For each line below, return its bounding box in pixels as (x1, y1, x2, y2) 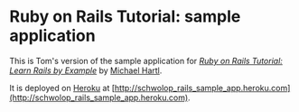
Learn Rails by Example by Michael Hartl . (9, 65, 163, 76)
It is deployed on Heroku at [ (9, 82, 116, 93)
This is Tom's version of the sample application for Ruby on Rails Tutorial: (9, 55, 283, 66)
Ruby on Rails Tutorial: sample (9, 6, 241, 27)
